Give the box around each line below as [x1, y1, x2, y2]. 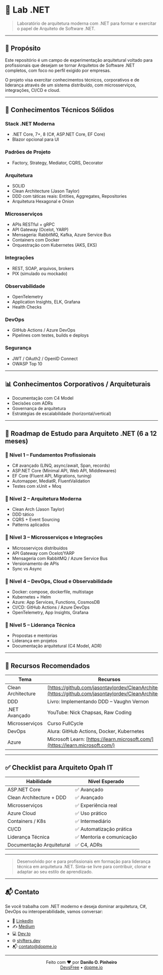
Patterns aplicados [12, 522, 50, 528]
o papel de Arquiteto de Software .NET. [16, 25, 96, 31]
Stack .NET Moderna [5, 120, 55, 127]
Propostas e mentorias [12, 633, 58, 638]
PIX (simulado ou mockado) [12, 271, 68, 276]
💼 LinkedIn [12, 918, 33, 924]
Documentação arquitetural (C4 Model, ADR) [12, 643, 102, 649]
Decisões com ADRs [12, 400, 53, 406]
